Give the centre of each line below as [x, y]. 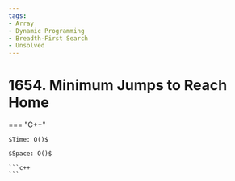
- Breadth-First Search [48, 38]
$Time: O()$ [28, 140]
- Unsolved [27, 46]
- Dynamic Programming [46, 31]
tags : [17, 16]
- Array [21, 23]
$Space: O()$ [30, 154]
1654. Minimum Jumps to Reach [118, 86]
